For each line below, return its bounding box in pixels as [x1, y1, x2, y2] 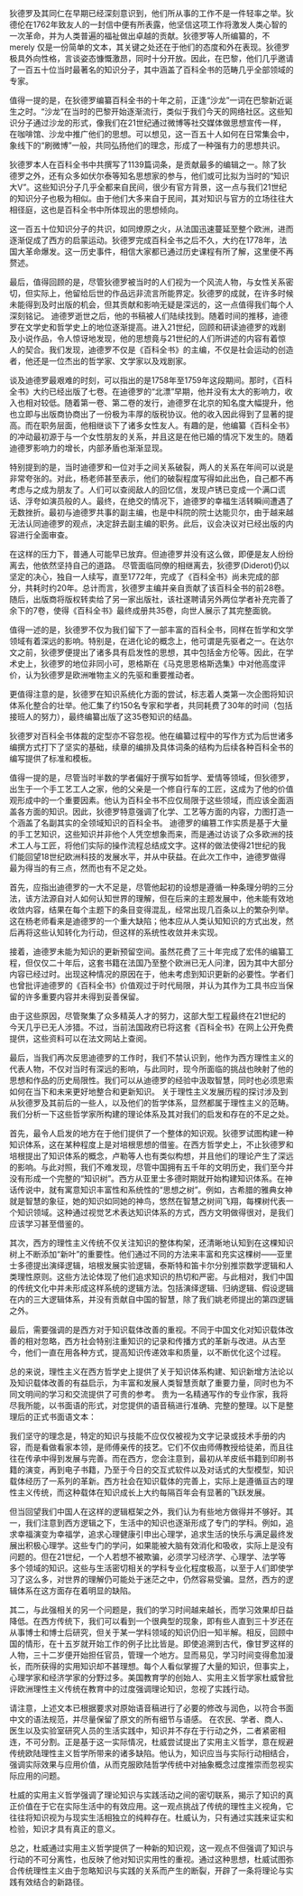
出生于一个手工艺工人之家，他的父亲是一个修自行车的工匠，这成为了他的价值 [9, 784, 294, 794]
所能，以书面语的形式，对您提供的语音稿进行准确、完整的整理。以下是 [24, 1400, 286, 1411]
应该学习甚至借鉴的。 [9, 1219, 88, 1228]
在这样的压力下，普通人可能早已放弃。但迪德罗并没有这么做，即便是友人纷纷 [9, 549, 294, 559]
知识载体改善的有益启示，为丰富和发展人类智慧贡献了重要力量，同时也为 [16, 1378, 286, 1388]
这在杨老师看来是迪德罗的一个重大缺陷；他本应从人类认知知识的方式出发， [9, 916, 286, 926]
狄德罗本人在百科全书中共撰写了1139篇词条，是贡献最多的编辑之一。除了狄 [9, 159, 287, 170]
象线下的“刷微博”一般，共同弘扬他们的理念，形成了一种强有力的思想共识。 [9, 140, 286, 151]
